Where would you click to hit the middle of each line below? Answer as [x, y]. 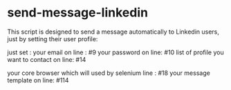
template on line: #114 [38, 80]
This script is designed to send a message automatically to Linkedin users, [113, 32]
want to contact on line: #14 [47, 59]
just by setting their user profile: [53, 38]
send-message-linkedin [78, 13]
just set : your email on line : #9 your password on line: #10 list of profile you [115, 52]
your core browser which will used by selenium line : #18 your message [109, 73]
